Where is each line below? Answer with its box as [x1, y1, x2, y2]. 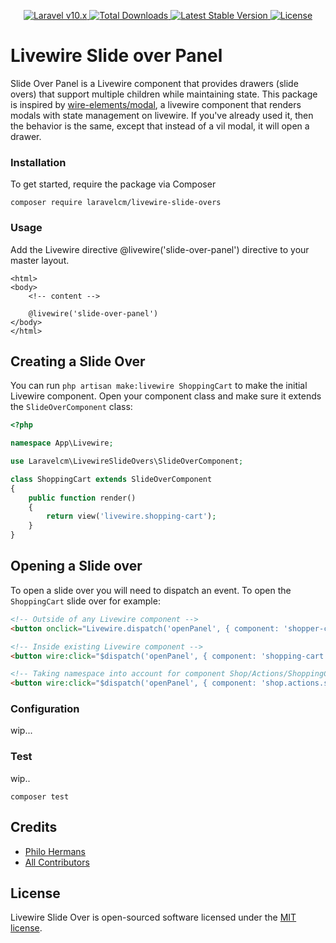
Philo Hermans [24, 845, 86, 857]
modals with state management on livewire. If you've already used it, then [10, 109, 314, 121]
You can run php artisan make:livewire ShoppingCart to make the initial [10, 380, 308, 392]
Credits [10, 819, 58, 836]
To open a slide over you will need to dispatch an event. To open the [10, 584, 292, 596]
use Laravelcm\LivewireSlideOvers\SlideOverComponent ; [10, 456, 244, 467]
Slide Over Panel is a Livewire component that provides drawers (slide [10, 77, 299, 89]
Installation [10, 155, 67, 169]
